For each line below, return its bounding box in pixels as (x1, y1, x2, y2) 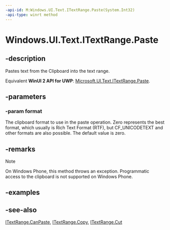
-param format (5, 107, 42, 114)
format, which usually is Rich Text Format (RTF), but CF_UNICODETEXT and (5, 125, 163, 131)
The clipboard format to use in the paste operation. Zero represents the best (5, 119, 165, 125)
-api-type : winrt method (5, 12, 58, 17)
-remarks (5, 145, 36, 153)
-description (5, 54, 46, 63)
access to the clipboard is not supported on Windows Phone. (5, 174, 133, 180)
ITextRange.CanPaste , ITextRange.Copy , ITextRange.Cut (5, 219, 123, 225)
